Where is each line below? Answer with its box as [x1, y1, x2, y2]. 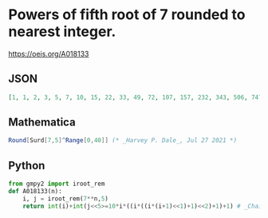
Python [8, 158, 45, 172]
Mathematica [8, 116, 76, 129]
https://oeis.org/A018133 [8, 49, 89, 58]
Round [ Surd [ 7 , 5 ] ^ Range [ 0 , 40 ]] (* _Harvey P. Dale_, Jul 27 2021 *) [8, 137, 238, 145]
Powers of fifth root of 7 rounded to [8, 6, 246, 24]
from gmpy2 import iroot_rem [8, 180, 105, 188]
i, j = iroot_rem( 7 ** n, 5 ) [22, 194, 109, 203]
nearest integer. [8, 22, 116, 41]
